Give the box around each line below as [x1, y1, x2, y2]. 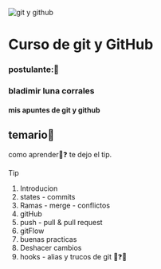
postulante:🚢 [8, 64, 60, 75]
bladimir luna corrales [8, 85, 95, 97]
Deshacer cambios [19, 243, 82, 253]
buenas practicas [19, 235, 77, 244]
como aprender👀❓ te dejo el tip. [8, 150, 112, 160]
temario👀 [8, 129, 55, 142]
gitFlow [19, 226, 45, 235]
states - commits [19, 192, 76, 202]
